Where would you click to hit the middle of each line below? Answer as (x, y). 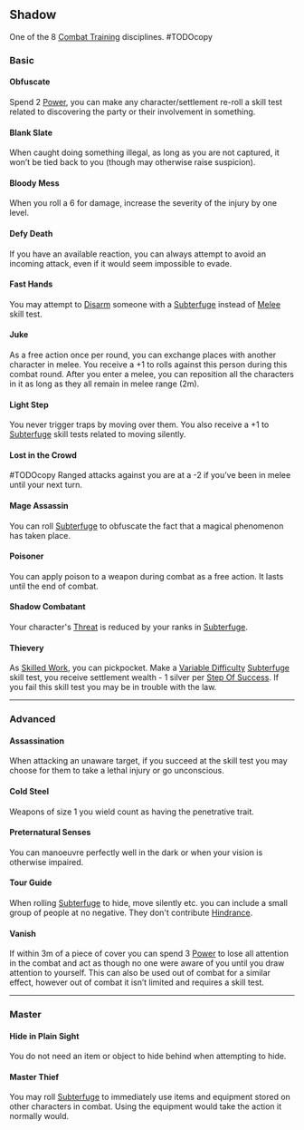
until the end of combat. (54, 586)
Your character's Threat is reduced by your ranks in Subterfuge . (129, 627)
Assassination (37, 740)
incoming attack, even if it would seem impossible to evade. (121, 263)
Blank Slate (31, 132)
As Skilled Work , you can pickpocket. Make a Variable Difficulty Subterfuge (149, 668)
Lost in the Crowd (43, 455)
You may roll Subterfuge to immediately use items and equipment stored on (150, 1097)
